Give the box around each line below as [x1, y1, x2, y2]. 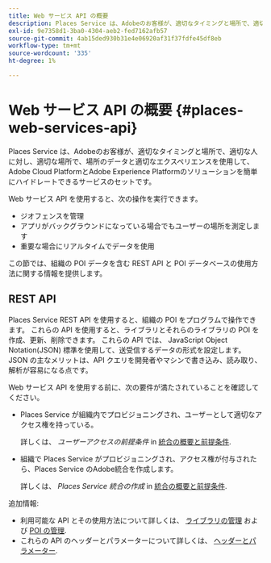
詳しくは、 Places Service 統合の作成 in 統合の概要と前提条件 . [19, 481, 227, 490]
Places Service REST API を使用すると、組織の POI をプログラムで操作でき [8, 315, 256, 324]
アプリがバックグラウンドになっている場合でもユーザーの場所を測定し [19, 221, 253, 231]
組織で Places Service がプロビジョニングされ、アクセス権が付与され [19, 453, 250, 464]
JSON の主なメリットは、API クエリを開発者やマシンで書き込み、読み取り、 [8, 355, 262, 365]
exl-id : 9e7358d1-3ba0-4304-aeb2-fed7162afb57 [8, 27, 168, 35]
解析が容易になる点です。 [8, 365, 93, 375]
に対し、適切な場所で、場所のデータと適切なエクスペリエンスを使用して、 [8, 156, 254, 166]
